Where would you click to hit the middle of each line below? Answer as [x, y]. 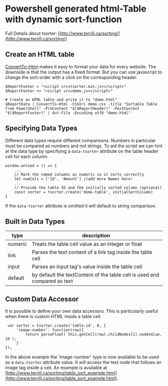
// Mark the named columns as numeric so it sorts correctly [79, 174]
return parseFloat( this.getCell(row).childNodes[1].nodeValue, [94, 335]
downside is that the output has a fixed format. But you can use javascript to [84, 72]
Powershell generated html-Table [76, 9]
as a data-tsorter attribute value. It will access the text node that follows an [83, 362]
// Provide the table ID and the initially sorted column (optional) [88, 187]
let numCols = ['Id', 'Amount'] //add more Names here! [74, 179]
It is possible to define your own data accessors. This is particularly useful [82, 311]
